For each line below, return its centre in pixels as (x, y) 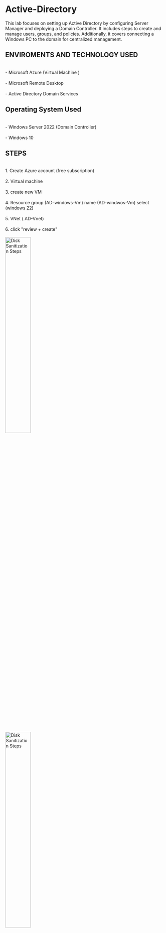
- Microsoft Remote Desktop (34, 83)
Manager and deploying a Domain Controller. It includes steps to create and (83, 28)
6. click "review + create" (31, 229)
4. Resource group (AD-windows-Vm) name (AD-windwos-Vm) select (77, 203)
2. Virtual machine (24, 181)
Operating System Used (43, 110)
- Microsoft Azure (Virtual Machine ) (43, 72)
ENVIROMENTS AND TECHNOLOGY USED (72, 55)
